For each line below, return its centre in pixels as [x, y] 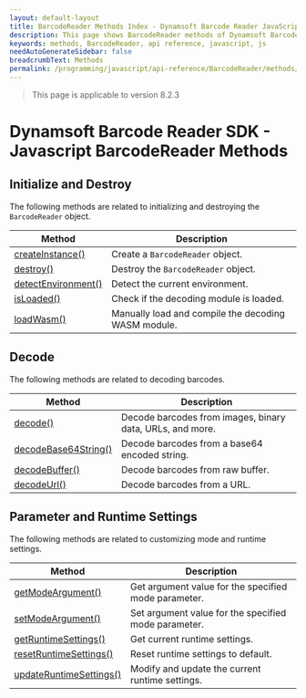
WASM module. [144, 325]
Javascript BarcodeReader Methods [149, 151]
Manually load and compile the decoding [198, 313]
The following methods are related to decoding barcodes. [117, 379]
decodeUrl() [40, 484]
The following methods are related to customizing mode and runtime [138, 538]
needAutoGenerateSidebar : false [71, 52]
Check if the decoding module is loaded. [197, 298]
